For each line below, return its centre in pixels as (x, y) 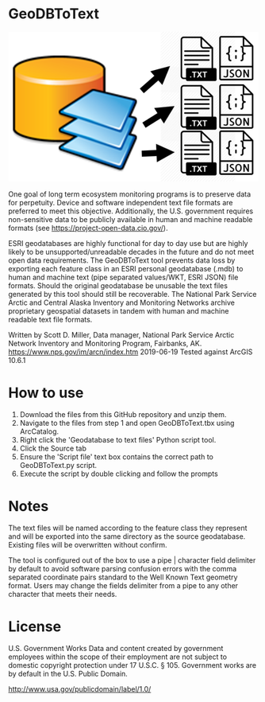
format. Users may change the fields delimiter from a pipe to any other (123, 586)
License (35, 626)
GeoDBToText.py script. (58, 466)
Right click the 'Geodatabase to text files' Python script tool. (118, 440)
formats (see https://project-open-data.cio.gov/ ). (88, 228)
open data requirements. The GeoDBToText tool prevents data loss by (122, 260)
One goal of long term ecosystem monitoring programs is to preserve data (130, 194)
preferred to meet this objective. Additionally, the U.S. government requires (131, 211)
